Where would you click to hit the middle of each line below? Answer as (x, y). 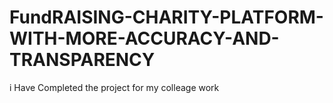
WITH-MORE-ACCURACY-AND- (144, 38)
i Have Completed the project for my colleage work (114, 87)
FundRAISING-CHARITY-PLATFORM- (166, 17)
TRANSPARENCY (82, 60)
